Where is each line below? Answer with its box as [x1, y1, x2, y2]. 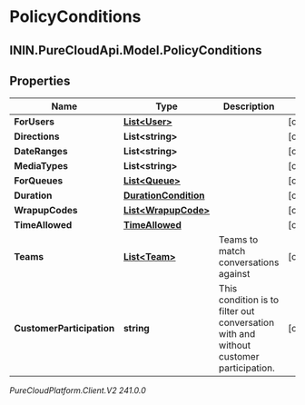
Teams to [218, 233, 259, 246]
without [218, 339, 251, 351]
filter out [218, 305, 255, 318]
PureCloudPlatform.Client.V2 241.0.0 [9, 385, 147, 396]
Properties [9, 73, 71, 88]
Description [222, 100, 275, 113]
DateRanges [14, 145, 68, 158]
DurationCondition [123, 189, 205, 202]
